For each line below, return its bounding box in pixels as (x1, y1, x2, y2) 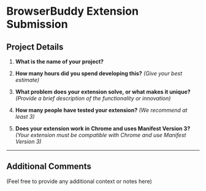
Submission (6, 17, 69, 31)
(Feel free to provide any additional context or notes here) (6, 178, 152, 185)
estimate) (15, 77, 40, 83)
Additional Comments (6, 161, 92, 172)
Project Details (6, 42, 64, 52)
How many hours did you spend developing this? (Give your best (15, 70, 183, 77)
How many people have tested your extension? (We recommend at (15, 107, 188, 114)
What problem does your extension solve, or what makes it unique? (15, 88, 191, 95)
